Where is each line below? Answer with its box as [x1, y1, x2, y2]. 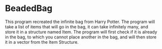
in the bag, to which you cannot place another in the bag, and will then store [5, 34, 157, 40]
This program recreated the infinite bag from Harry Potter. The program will [5, 19, 155, 24]
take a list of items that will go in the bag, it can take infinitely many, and [5, 24, 148, 29]
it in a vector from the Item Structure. [5, 39, 79, 45]
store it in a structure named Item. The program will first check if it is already [5, 29, 157, 35]
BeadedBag [5, 3, 53, 14]
